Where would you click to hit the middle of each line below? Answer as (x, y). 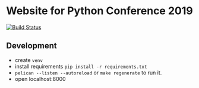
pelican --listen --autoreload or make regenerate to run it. (88, 73)
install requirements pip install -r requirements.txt (81, 66)
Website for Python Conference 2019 (99, 11)
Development (32, 46)
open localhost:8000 (40, 79)
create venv (29, 60)
